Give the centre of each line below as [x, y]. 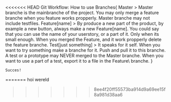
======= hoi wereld [27, 80]
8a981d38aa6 [108, 95]
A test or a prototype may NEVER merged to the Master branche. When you [84, 56]
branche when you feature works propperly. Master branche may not [78, 18]
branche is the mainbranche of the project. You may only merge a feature [82, 13]
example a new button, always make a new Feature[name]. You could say [82, 29]
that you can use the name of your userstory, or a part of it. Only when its [82, 34]
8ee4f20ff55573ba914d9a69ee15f [130, 89]
